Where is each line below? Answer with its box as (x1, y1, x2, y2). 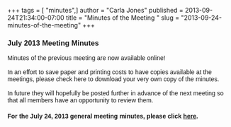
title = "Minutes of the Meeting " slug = (66, 13, 179, 22)
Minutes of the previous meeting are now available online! (7, 54, 166, 62)
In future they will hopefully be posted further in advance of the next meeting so (7, 90, 224, 97)
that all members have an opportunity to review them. (7, 97, 154, 104)
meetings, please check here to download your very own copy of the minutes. (7, 75, 220, 83)
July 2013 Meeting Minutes (7, 38, 99, 47)
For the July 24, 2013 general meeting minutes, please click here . (7, 112, 198, 120)
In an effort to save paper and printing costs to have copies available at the (7, 68, 213, 76)
